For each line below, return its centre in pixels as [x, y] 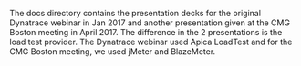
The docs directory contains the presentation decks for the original [135, 13]
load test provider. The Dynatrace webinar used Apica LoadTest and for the [151, 42]
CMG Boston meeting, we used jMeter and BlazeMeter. [113, 52]
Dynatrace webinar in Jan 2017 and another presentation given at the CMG [150, 23]
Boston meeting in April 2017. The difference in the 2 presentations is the [146, 32]
